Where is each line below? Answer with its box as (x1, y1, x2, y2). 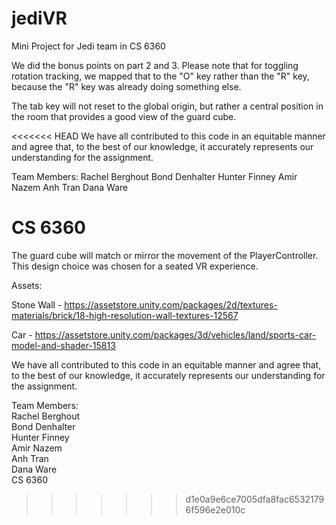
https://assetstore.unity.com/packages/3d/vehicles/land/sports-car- (34, 328, 317, 341)
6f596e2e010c (185, 503, 246, 516)
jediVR (11, 7, 68, 30)
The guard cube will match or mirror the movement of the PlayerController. (11, 249, 319, 261)
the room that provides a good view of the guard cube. (11, 110, 237, 122)
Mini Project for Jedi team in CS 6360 (11, 40, 166, 52)
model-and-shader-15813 (11, 339, 116, 351)
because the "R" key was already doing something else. (11, 80, 242, 92)
